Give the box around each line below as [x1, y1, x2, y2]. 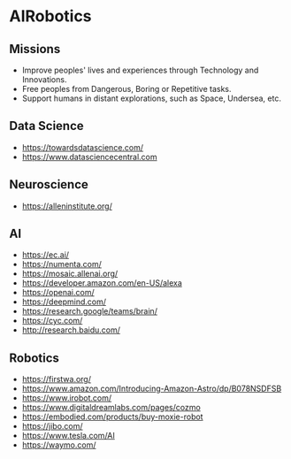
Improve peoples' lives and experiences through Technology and [21, 65, 259, 75]
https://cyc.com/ [21, 316, 83, 326]
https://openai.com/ [21, 287, 95, 298]
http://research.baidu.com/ [21, 325, 121, 335]
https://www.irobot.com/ [21, 393, 112, 403]
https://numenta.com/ [21, 259, 102, 270]
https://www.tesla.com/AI [21, 431, 115, 441]
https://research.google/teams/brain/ [21, 306, 157, 317]
